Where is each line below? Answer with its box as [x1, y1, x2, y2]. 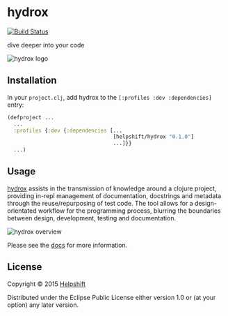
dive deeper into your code [7, 40, 85, 49]
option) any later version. [7, 301, 79, 309]
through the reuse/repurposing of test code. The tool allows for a [7, 199, 193, 207]
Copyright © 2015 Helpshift [7, 280, 85, 288]
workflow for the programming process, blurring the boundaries [38, 206, 221, 215]
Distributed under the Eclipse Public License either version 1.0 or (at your [7, 293, 216, 301]
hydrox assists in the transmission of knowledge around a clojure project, [7, 184, 217, 193]
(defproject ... [7, 114, 54, 121]
